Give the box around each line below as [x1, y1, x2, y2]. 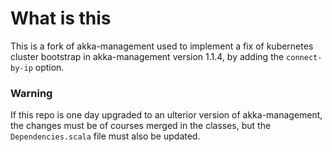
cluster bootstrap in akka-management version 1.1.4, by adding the [10, 50, 285, 62]
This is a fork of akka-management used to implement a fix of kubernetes [10, 40, 314, 52]
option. [34, 61, 65, 73]
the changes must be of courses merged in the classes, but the [10, 120, 272, 132]
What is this [10, 7, 112, 30]
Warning [10, 86, 53, 100]
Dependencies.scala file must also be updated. [10, 130, 201, 142]
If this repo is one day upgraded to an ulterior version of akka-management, [10, 109, 323, 121]
